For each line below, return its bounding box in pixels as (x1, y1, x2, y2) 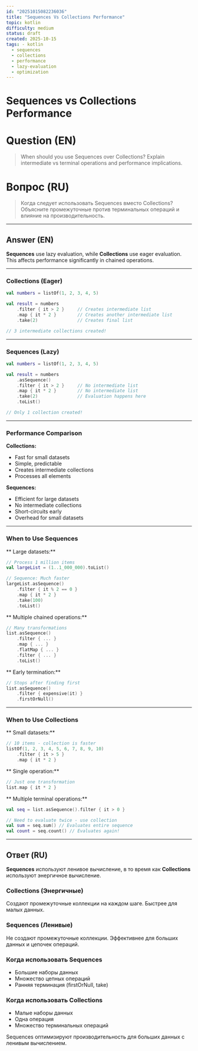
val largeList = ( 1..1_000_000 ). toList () (6, 565, 110, 571)
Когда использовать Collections (6, 996, 103, 1004)
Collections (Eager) (6, 277, 63, 285)
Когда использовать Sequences (6, 956, 103, 964)
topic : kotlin (6, 19, 41, 25)
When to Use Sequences (6, 535, 78, 543)
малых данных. (6, 906, 45, 914)
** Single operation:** (6, 767, 60, 775)
